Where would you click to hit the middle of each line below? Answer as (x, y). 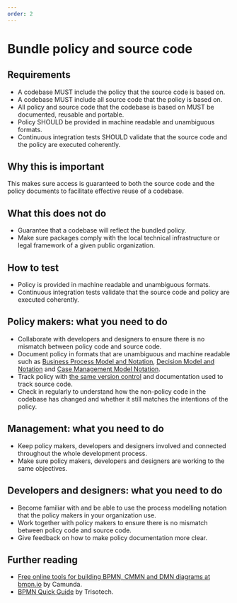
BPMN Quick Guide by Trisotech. (65, 592)
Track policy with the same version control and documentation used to (120, 376)
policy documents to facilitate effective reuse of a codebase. (96, 191)
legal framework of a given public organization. (86, 245)
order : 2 (20, 14)
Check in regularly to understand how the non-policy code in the (112, 391)
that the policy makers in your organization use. (87, 515)
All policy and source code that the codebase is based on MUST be (116, 107)
